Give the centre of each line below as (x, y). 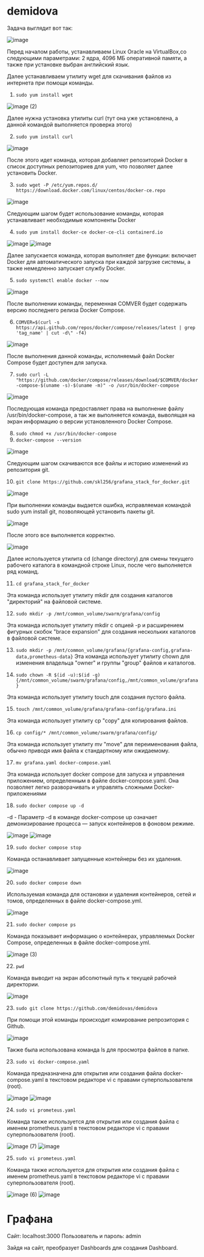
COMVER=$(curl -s (38, 322)
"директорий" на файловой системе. (55, 601)
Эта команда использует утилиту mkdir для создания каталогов (90, 595)
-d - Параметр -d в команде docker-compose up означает (82, 817)
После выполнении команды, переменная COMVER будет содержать (97, 303)
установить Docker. (32, 173)
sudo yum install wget (44, 95)
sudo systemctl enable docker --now (62, 280)
